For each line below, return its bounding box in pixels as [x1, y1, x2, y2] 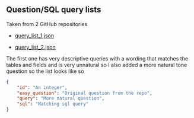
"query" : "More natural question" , [17, 95, 105, 101]
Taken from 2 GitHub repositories [6, 20, 88, 27]
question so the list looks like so [6, 68, 84, 75]
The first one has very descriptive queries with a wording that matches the [6, 55, 189, 62]
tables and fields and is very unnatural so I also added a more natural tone [6, 61, 187, 68]
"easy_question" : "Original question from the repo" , [17, 90, 152, 96]
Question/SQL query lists [6, 5, 101, 15]
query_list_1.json [14, 32, 55, 39]
